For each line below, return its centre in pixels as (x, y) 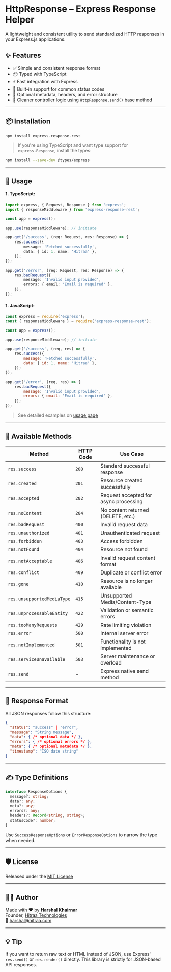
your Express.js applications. (35, 39)
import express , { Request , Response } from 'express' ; (66, 205)
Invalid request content (128, 558)
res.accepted (24, 498)
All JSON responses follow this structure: (48, 713)
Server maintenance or (127, 656)
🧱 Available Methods (39, 436)
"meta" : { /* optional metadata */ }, (51, 747)
